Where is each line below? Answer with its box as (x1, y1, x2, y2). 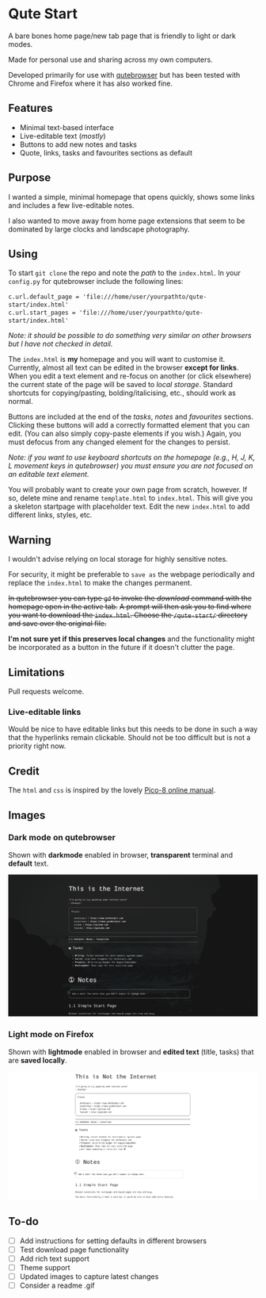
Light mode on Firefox (8, 1029, 94, 1040)
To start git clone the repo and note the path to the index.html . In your (8, 268, 241, 278)
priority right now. (8, 741, 66, 751)
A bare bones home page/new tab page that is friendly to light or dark (8, 31, 236, 40)
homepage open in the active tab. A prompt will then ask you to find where (8, 602, 252, 612)
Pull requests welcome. (8, 687, 85, 696)
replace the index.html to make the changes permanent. (8, 578, 192, 588)
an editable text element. (8, 470, 89, 479)
